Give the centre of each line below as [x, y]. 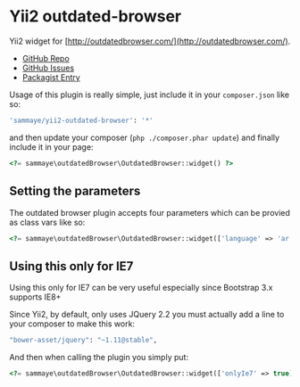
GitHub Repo [46, 58]
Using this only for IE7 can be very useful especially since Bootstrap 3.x [141, 288]
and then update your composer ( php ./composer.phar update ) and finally [144, 137]
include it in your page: [51, 147]
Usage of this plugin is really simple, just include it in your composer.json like [150, 95]
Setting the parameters [75, 191]
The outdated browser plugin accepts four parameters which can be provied [150, 212]
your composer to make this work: [72, 324]
